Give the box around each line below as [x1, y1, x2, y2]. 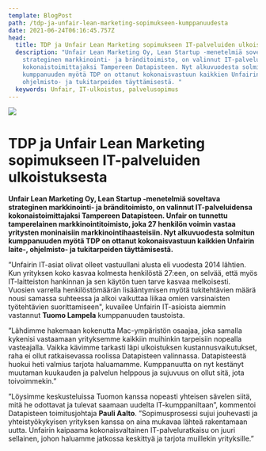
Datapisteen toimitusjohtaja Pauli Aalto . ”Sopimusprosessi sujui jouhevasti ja [8, 409, 258, 419]
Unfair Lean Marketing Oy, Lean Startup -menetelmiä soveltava [8, 194, 221, 204]
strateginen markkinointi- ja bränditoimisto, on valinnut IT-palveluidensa [8, 203, 253, 212]
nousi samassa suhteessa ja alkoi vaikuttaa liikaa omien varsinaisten [8, 294, 230, 304]
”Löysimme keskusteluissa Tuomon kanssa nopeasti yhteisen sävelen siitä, [8, 392, 252, 401]
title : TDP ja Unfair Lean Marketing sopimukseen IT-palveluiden [15, 41, 236, 49]
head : [8, 33, 26, 42]
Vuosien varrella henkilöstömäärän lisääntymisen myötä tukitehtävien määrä [8, 285, 256, 295]
